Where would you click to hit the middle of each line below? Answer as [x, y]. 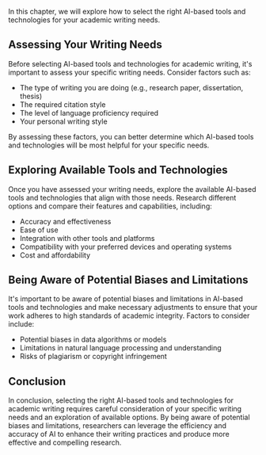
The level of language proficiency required [89, 113]
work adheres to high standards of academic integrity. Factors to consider [129, 315]
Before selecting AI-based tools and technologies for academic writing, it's [130, 63]
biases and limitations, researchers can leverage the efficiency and [118, 426]
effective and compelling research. [65, 442]
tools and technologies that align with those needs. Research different [122, 197]
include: [21, 324]
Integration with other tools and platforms [87, 238]
